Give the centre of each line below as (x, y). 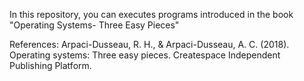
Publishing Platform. (50, 65)
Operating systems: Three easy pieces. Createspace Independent (145, 55)
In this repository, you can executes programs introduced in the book (151, 14)
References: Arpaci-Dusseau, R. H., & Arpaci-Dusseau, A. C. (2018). (149, 44)
